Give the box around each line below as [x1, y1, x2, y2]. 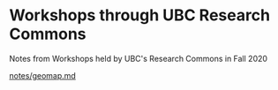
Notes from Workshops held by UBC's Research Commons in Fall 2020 [9, 53, 267, 64]
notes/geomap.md [9, 70, 77, 80]
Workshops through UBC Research [9, 5, 271, 26]
